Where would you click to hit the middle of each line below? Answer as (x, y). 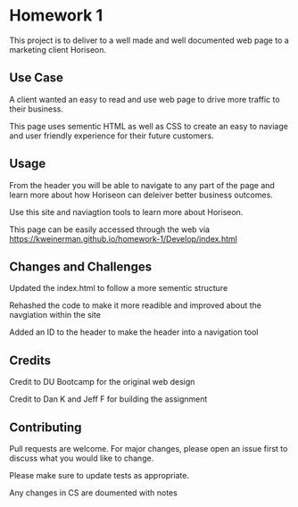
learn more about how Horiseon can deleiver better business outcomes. (141, 195)
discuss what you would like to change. (82, 458)
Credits (30, 360)
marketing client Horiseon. (58, 49)
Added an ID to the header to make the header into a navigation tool (134, 332)
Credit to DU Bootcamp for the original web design (102, 382)
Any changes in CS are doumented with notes (94, 493)
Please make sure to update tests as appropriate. (99, 475)
